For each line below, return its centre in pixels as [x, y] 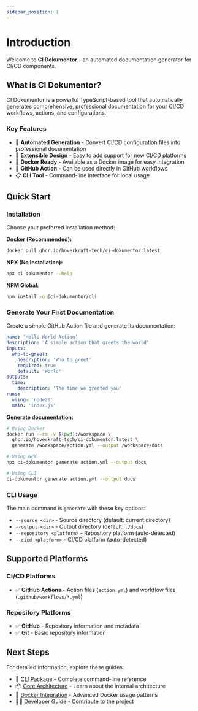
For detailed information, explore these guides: [65, 667]
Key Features [27, 129]
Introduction [39, 42]
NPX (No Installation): [35, 263]
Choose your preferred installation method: [61, 228]
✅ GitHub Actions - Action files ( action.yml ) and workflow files [95, 590]
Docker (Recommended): [39, 239]
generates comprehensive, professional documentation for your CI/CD [95, 106]
